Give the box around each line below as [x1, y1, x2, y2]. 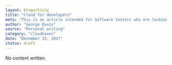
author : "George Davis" [5, 21, 56, 27]
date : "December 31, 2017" [5, 36, 63, 41]
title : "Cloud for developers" [5, 12, 72, 17]
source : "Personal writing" [5, 27, 66, 32]
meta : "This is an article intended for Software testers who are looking [5, 17, 168, 22]
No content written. [5, 55, 46, 61]
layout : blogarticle [5, 7, 50, 13]
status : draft [5, 41, 36, 46]
